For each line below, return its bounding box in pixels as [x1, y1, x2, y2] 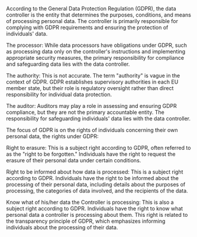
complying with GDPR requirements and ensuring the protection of [6, 24, 169, 31]
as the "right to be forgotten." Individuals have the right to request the [6, 150, 176, 158]
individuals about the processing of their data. [6, 224, 118, 230]
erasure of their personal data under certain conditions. [6, 157, 141, 164]
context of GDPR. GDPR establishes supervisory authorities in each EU [6, 78, 179, 85]
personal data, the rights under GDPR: [6, 133, 99, 140]
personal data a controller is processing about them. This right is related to [6, 212, 188, 218]
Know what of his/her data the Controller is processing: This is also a [6, 198, 174, 206]
